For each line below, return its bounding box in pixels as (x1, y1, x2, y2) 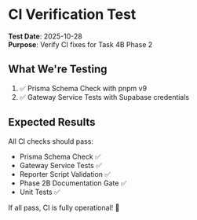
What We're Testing (8, 63, 108, 76)
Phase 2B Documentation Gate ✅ (19, 178, 127, 188)
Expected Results (8, 115, 96, 129)
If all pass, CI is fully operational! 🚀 (8, 203, 120, 212)
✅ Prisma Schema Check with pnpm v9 (19, 83, 148, 93)
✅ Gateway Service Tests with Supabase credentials (19, 92, 190, 101)
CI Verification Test (8, 5, 137, 24)
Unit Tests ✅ (19, 187, 60, 196)
